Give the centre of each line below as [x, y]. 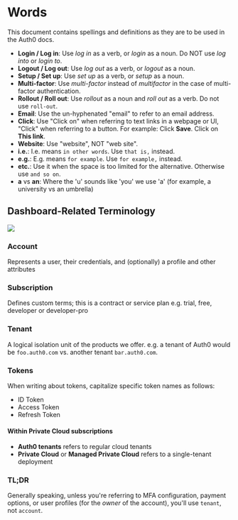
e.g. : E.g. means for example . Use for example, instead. [100, 159]
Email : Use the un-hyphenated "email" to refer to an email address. [116, 114]
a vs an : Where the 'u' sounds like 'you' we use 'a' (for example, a [114, 181]
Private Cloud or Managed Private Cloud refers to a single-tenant [114, 454]
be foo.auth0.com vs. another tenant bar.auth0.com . [83, 352]
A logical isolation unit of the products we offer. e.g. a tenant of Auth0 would [119, 344]
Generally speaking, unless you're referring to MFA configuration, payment [117, 496]
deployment [35, 462]
